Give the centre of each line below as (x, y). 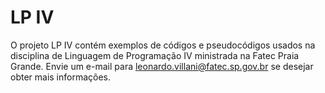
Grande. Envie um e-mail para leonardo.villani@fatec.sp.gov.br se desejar (162, 66)
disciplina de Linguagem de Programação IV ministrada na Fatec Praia (155, 55)
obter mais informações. (61, 77)
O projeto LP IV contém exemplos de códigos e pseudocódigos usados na (163, 45)
